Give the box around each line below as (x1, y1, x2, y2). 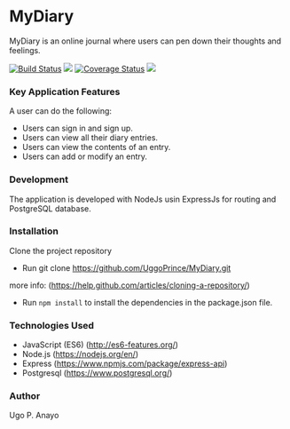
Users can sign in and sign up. (21, 123, 133, 134)
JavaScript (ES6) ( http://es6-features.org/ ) (21, 339, 179, 350)
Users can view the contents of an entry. (21, 142, 171, 153)
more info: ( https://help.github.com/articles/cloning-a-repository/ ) (9, 280, 250, 290)
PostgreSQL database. (9, 203, 91, 214)
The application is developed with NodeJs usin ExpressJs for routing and (9, 194, 277, 204)
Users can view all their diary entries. (21, 132, 158, 143)
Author (9, 390, 41, 402)
